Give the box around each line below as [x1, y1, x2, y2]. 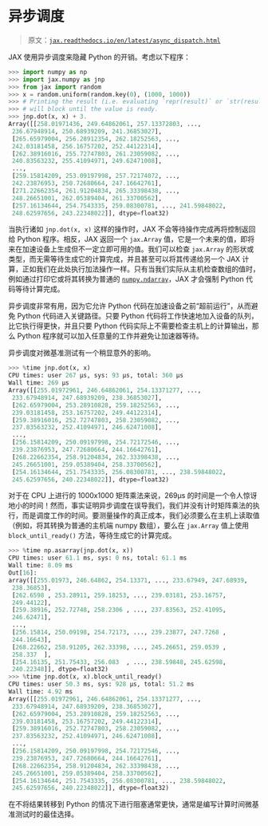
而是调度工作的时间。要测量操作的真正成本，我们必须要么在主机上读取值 [22, 511, 260, 520]
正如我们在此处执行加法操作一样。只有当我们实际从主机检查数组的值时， [22, 264, 260, 274]
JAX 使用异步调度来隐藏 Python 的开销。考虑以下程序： [8, 52, 191, 61]
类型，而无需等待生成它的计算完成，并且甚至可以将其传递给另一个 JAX [8, 255, 241, 264]
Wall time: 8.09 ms [8, 562, 73, 570]
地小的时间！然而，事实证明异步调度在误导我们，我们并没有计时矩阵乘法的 [8, 500, 253, 511]
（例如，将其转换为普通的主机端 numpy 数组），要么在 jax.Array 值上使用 [8, 520, 250, 531]
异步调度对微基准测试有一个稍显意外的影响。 [8, 348, 156, 358]
